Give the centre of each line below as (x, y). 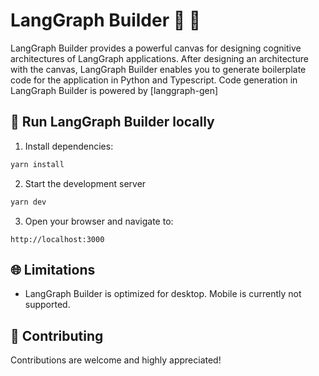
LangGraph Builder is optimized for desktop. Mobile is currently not (163, 294)
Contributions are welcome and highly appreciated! (116, 360)
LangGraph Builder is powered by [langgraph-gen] (114, 90)
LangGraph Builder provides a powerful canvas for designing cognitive (156, 48)
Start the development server (85, 183)
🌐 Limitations (53, 269)
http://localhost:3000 (57, 239)
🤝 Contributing (57, 335)
